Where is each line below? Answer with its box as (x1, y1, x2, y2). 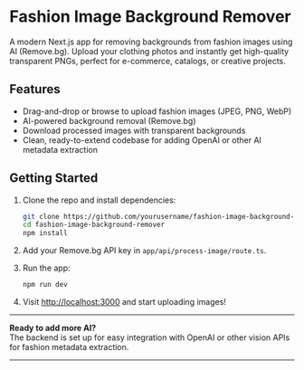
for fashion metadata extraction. (9, 342, 129, 353)
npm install (22, 229, 68, 238)
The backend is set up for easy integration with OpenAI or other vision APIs (9, 332, 290, 343)
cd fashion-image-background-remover (22, 220, 166, 230)
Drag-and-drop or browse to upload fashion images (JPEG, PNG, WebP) (22, 106, 292, 117)
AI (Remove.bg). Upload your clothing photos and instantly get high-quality (9, 45, 290, 56)
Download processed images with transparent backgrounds (22, 125, 246, 136)
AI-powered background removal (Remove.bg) (22, 115, 196, 126)
